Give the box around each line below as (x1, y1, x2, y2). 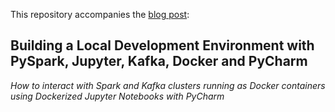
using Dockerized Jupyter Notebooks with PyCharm (10, 90, 225, 102)
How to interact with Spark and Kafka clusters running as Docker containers (10, 79, 326, 91)
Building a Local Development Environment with (10, 37, 315, 54)
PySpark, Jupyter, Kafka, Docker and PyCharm (10, 53, 308, 70)
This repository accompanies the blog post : (10, 9, 190, 20)
